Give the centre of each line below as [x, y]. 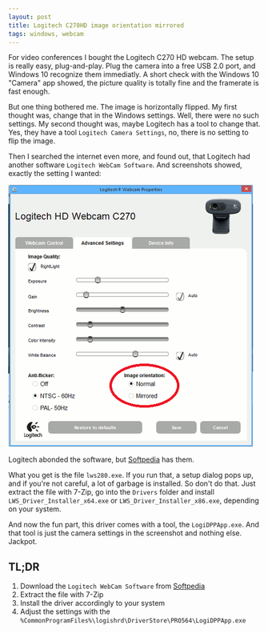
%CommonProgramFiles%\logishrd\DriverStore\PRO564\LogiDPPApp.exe [133, 621]
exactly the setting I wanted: [55, 174]
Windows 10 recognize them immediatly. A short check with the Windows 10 [134, 74]
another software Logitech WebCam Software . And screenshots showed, [125, 165]
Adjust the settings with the [65, 611]
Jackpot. [23, 542]
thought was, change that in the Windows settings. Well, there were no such [134, 115]
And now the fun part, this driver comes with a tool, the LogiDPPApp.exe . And [134, 525]
